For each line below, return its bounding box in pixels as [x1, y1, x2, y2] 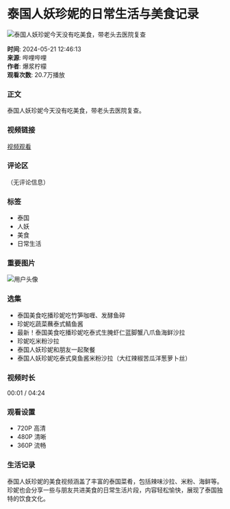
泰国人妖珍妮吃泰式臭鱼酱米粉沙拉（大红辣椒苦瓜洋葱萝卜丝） [16, 354, 192, 362]
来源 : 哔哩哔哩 [7, 53, 47, 62]
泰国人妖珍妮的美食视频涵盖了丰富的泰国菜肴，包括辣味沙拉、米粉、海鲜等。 [7, 477, 223, 485]
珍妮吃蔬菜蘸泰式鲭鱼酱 [16, 319, 84, 328]
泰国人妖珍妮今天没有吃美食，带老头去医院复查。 [7, 106, 145, 115]
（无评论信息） [7, 178, 49, 186]
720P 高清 [16, 424, 46, 433]
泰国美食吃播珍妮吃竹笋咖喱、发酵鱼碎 [16, 310, 125, 319]
